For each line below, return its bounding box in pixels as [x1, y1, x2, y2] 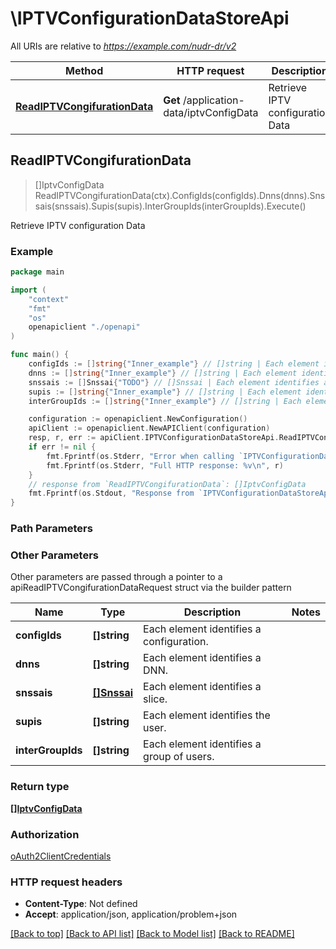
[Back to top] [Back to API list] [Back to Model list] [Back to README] [10, 928, 295, 940]
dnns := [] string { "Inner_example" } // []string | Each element [28, 368, 298, 378]
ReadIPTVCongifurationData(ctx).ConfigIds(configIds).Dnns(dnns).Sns [34, 189, 326, 201]
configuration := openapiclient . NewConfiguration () [28, 414, 248, 424]
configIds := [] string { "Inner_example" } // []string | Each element [28, 359, 320, 369]
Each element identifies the [143, 708, 271, 722]
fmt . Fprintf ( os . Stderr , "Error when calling [46, 451, 235, 461]
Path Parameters [10, 522, 93, 536]
